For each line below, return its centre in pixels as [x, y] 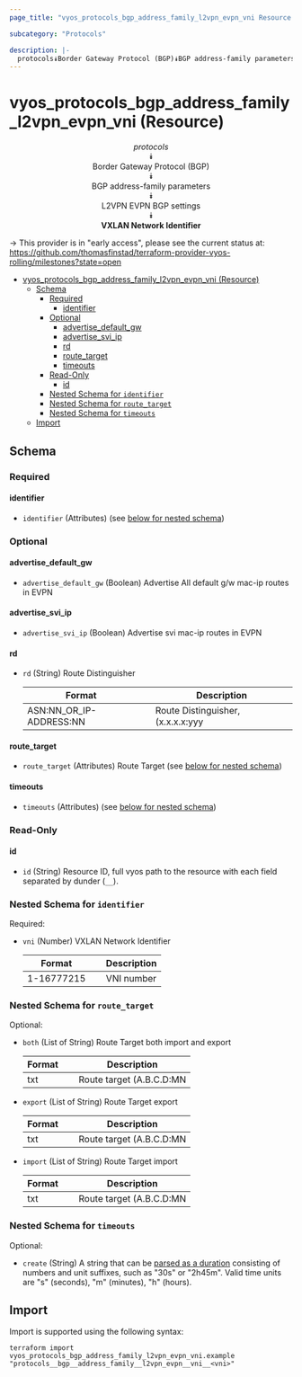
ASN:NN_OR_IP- [62, 711]
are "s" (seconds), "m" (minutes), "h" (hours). [107, 1282]
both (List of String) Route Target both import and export [127, 1043]
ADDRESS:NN [56, 722]
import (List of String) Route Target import [100, 1161]
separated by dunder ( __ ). [70, 881]
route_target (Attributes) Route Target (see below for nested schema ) [152, 766]
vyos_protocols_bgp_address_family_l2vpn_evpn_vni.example [122, 1356]
